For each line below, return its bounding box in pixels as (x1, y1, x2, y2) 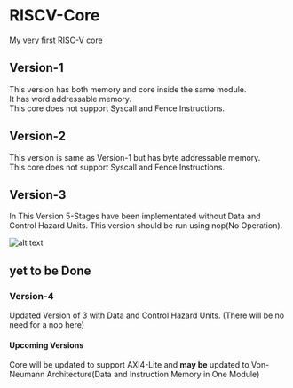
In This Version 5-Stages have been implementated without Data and (9, 210, 261, 222)
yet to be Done (9, 263, 91, 278)
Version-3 (9, 187, 67, 202)
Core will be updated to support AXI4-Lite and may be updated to (9, 360, 250, 370)
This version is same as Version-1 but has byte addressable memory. (9, 152, 261, 162)
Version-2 (9, 129, 67, 144)
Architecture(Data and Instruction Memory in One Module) (46, 369, 260, 380)
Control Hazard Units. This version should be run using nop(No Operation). (9, 220, 283, 231)
